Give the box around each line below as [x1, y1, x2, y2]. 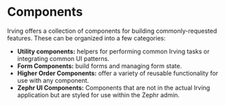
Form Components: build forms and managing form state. [17, 62, 182, 70]
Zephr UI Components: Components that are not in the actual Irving [17, 83, 211, 92]
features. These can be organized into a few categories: [7, 34, 167, 42]
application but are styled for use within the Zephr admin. [17, 90, 180, 99]
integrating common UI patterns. [17, 54, 110, 62]
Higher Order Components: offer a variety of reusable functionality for [17, 69, 219, 77]
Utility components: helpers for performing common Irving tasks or [17, 47, 210, 55]
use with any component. [17, 76, 89, 84]
